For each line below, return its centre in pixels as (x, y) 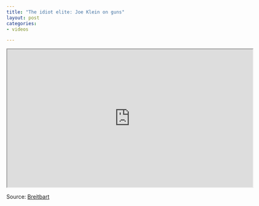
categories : (21, 23)
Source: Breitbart (28, 197)
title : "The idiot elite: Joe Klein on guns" (65, 12)
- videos (17, 29)
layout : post (23, 18)
